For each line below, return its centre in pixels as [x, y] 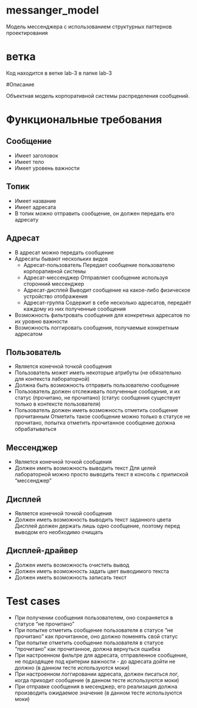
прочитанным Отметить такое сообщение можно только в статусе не [102, 417]
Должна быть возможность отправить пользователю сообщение [97, 385]
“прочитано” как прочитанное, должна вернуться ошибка [87, 648]
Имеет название [35, 200]
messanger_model [52, 10]
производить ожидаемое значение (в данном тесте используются [98, 693]
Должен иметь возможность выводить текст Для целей [85, 468]
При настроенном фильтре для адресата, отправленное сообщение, [101, 655]
